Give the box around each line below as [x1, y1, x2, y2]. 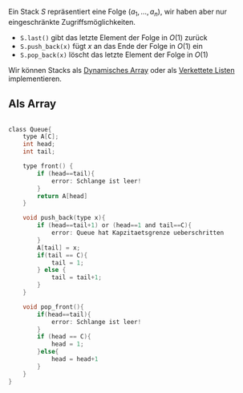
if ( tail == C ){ [37, 251, 88, 259]
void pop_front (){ [22, 302, 84, 311]
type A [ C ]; [22, 132, 59, 141]
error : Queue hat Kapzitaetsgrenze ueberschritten [51, 229, 225, 237]
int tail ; [22, 148, 56, 156]
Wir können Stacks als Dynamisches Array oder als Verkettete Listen [8, 65, 235, 75]
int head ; [22, 140, 56, 148]
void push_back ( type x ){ [22, 214, 106, 222]
